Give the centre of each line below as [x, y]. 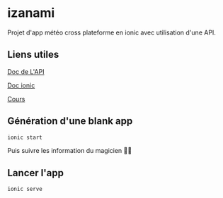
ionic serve [25, 189]
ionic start [25, 137]
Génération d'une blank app [70, 121]
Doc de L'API [26, 71]
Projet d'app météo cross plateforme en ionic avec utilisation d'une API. [111, 32]
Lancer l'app [36, 173]
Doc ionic [21, 85]
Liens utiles [33, 55]
